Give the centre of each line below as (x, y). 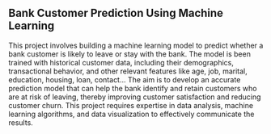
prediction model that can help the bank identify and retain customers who (133, 88)
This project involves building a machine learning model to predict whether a (136, 45)
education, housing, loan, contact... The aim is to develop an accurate (125, 79)
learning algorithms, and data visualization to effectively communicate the (131, 114)
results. (21, 122)
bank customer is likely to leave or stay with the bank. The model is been (129, 54)
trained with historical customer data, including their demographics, (121, 62)
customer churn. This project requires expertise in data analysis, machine (131, 105)
